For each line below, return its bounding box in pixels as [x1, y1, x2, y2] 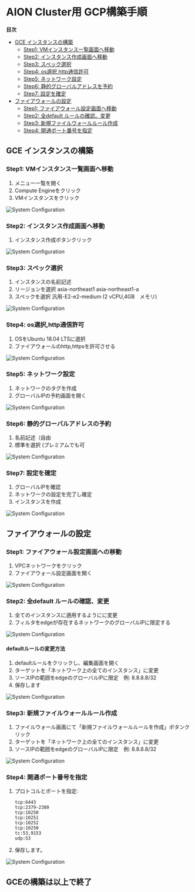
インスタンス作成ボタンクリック [14, 236, 92, 243]
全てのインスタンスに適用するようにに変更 [14, 612, 118, 619]
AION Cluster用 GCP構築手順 [6, 5, 148, 19]
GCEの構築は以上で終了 [6, 877, 92, 887]
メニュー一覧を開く [14, 179, 62, 186]
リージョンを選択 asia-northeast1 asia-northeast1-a [14, 286, 139, 293]
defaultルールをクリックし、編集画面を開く [14, 659, 119, 666]
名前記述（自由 [14, 434, 51, 441]
